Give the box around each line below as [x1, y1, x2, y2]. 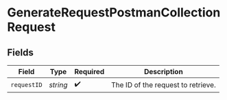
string [49, 80, 68, 90]
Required [74, 67, 105, 76]
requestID [10, 81, 43, 88]
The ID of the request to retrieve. [110, 80, 216, 90]
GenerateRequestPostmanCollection [7, 5, 221, 21]
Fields [7, 47, 34, 58]
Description [143, 67, 183, 76]
